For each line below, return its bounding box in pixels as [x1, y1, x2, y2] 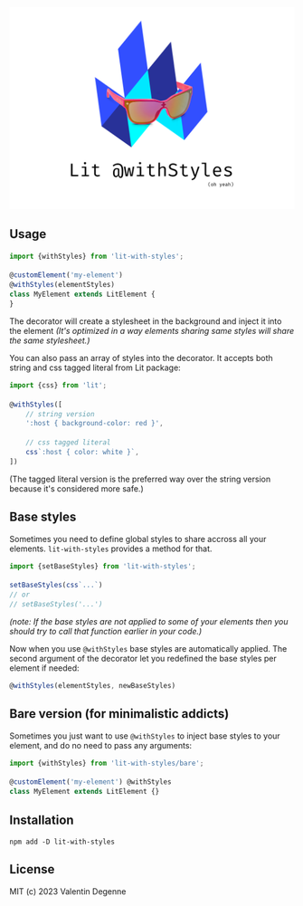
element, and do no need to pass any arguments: [9, 739, 193, 750]
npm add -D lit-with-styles [9, 837, 116, 846]
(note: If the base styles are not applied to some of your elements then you [9, 615, 289, 626]
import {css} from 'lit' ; [9, 380, 107, 390]
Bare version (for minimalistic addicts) [9, 706, 230, 721]
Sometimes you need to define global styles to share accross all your [9, 533, 267, 544]
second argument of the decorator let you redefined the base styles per [9, 653, 278, 663]
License [9, 862, 55, 877]
